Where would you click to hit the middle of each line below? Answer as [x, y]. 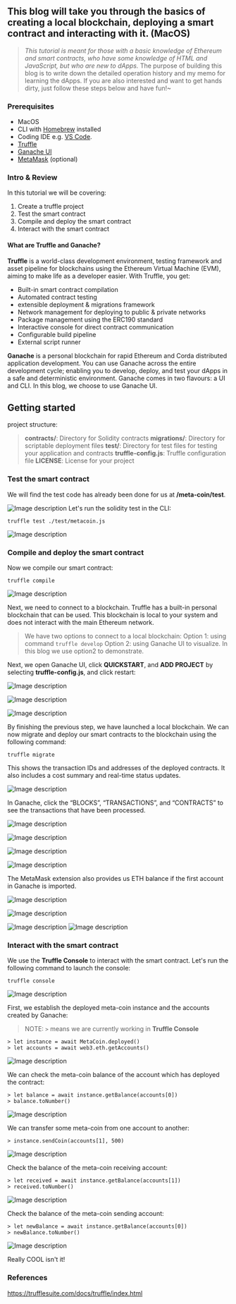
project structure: [32, 425]
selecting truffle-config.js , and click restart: [72, 672]
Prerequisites [31, 106]
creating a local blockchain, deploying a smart [111, 23]
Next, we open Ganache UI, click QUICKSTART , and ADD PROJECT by [110, 665]
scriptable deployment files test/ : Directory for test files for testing [121, 446]
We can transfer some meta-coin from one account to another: [98, 1128]
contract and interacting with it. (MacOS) [99, 33]
